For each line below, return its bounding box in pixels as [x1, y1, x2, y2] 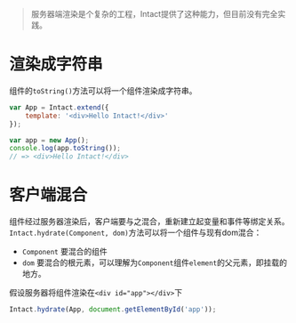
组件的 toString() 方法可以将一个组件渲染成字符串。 [9, 85, 197, 96]
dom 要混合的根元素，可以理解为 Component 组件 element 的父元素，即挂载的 [21, 257, 287, 268]
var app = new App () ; [9, 135, 90, 145]
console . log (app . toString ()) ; [9, 144, 122, 153]
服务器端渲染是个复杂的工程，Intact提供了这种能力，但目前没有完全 [30, 9, 278, 19]
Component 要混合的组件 [21, 246, 108, 257]
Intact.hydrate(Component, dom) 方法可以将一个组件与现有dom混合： [9, 227, 262, 238]
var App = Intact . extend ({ [9, 102, 109, 112]
